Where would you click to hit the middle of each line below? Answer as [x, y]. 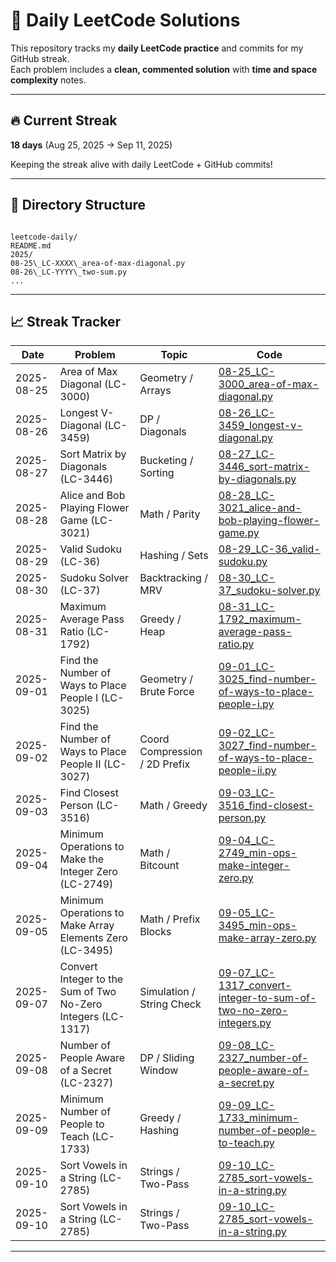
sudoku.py [243, 562]
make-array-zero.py [267, 938]
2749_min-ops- [258, 853]
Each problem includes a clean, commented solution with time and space [164, 69]
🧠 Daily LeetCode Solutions [125, 20]
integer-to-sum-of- [267, 998]
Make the [82, 859]
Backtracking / [173, 578]
